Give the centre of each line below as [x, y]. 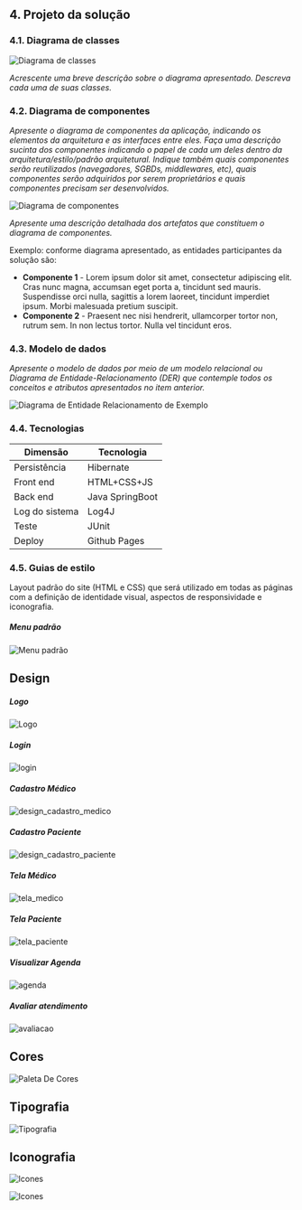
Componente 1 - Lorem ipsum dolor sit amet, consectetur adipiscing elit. [157, 277]
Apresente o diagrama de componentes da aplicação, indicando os [135, 130]
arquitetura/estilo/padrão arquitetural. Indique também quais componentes [149, 159]
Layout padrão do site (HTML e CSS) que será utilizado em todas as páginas [151, 587]
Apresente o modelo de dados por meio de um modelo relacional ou [136, 369]
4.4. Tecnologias [47, 428]
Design [30, 678]
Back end [34, 496]
